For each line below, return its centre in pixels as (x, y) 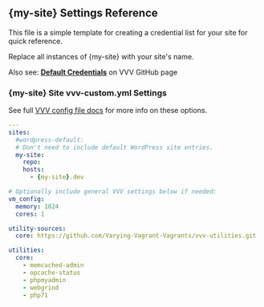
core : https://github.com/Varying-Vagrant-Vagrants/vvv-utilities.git (136, 236)
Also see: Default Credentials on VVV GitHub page (93, 72)
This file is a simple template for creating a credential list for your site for (128, 32)
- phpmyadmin (45, 280)
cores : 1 (30, 214)
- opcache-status (52, 273)
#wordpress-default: (50, 139)
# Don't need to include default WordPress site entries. (115, 147)
